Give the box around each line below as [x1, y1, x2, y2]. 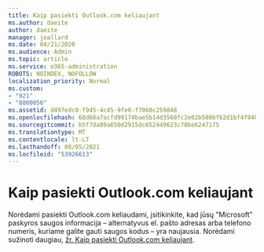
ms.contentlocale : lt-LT [8, 135, 90, 144]
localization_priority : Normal [8, 77, 111, 85]
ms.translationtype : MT [8, 128, 86, 136]
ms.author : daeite [8, 19, 68, 27]
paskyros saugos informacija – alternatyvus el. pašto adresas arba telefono [8, 218, 251, 228]
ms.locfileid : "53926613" [8, 150, 93, 158]
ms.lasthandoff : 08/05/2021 [8, 143, 101, 151]
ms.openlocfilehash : [8, 114, 76, 122]
